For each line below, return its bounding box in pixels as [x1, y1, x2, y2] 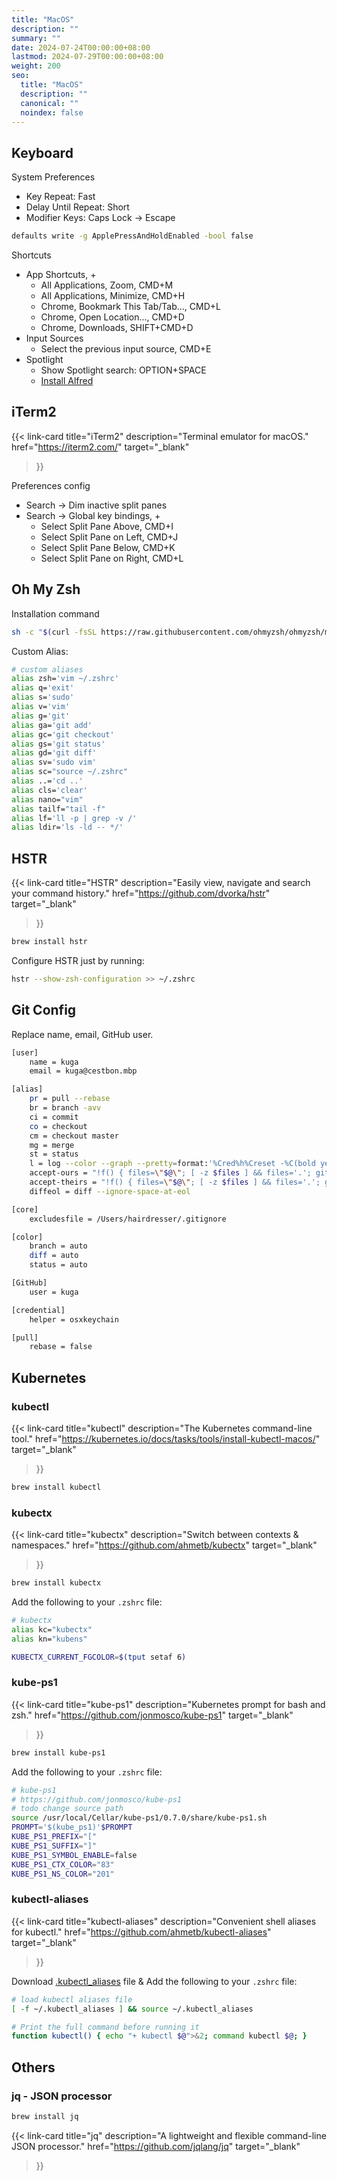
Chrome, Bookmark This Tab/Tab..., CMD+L [40, 301, 221, 313]
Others [11, 2059, 56, 2076]
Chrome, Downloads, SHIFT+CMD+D [40, 322, 194, 334]
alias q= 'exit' [11, 683, 75, 693]
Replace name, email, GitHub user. [11, 1028, 154, 1040]
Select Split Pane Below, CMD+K [40, 541, 176, 553]
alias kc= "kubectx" [11, 1624, 93, 1635]
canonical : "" [20, 98, 79, 108]
